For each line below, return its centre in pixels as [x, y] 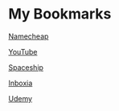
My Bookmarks [60, 14]
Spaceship [26, 67]
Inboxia [21, 83]
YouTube [23, 51]
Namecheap [29, 36]
